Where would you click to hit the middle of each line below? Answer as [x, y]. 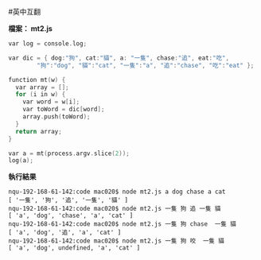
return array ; [39, 131]
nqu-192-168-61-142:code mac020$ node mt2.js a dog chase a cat [117, 192]
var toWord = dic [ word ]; [64, 110]
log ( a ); [21, 161]
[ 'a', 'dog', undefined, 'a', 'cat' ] [74, 248]
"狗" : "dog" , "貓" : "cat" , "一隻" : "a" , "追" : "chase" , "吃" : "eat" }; [146, 65]
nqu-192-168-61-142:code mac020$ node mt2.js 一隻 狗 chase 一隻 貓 [122, 224]
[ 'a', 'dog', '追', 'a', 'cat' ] [65, 233]
